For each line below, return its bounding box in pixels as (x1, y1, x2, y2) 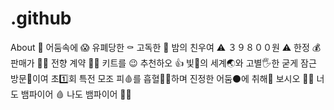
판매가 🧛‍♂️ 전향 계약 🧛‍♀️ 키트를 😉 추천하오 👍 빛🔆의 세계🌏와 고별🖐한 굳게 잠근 (10, 57, 317, 69)
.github (10, 7, 72, 30)
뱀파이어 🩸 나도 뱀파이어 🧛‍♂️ (20, 88, 132, 100)
